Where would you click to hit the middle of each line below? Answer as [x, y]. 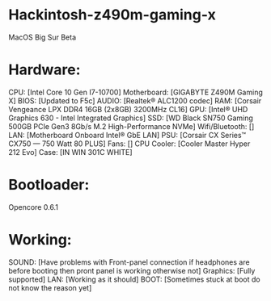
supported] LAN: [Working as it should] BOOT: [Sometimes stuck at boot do [134, 279]
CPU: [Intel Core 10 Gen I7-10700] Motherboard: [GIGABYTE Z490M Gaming [135, 92]
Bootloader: [49, 185]
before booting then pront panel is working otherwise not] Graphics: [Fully [132, 270]
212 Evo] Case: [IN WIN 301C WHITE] [70, 152]
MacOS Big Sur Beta [42, 37]
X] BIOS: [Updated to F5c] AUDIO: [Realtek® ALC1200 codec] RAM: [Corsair [135, 100]
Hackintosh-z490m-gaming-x [112, 15]
